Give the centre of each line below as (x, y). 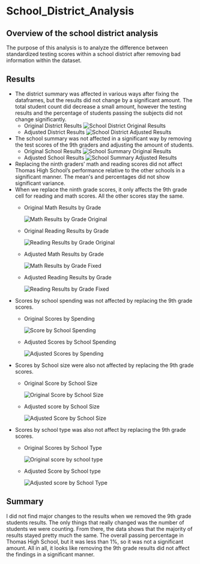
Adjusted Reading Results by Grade (68, 277)
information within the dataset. (44, 60)
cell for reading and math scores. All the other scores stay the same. (99, 196)
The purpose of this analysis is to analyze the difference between (87, 47)
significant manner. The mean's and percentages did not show (92, 177)
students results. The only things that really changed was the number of (95, 522)
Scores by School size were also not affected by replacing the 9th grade (104, 365)
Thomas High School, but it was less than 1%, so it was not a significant (95, 541)
